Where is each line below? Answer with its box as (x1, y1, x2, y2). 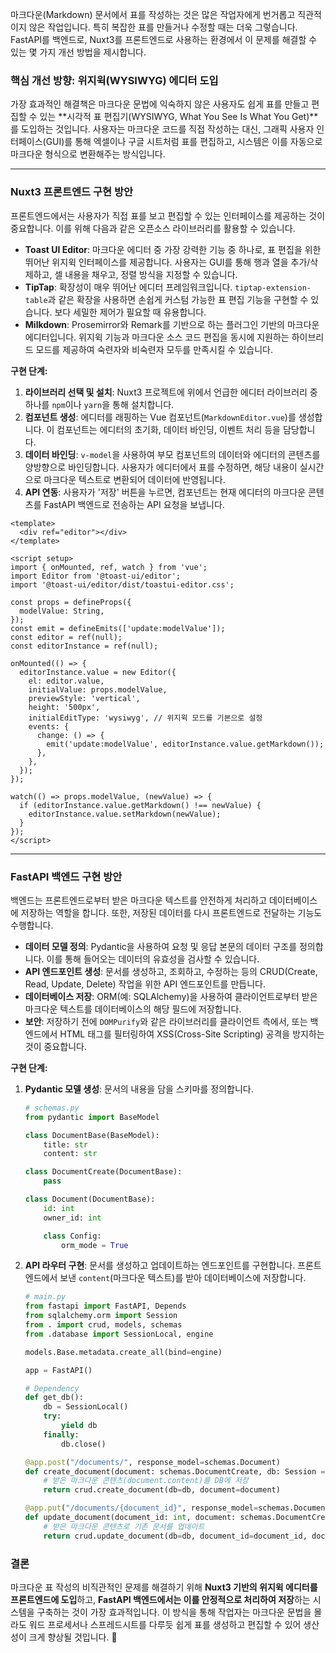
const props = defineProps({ (10, 597, 132, 607)
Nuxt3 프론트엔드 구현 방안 (10, 185, 134, 199)
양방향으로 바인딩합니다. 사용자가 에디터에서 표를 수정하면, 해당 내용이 (24, 461, 298, 473)
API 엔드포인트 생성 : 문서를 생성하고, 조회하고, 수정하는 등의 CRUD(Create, (24, 965, 318, 977)
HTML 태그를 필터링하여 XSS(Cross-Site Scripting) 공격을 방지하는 (59, 1028, 325, 1040)
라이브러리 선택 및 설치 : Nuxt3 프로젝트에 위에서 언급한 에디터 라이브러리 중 (24, 386, 318, 398)
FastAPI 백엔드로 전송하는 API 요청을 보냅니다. (43, 498, 225, 510)
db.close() (61, 1439, 107, 1449)
